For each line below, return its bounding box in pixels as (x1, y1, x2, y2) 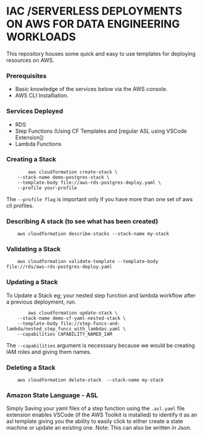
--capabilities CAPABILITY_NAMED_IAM (17, 331, 113, 337)
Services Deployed (6, 107, 64, 116)
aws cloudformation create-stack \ (28, 168, 118, 175)
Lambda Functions (15, 140, 62, 147)
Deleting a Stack (6, 363, 56, 372)
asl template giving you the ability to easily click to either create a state (6, 418, 184, 425)
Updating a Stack (6, 278, 58, 286)
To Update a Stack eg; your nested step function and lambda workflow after (6, 292, 196, 299)
